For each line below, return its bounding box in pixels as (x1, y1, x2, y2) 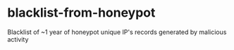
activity (7, 35, 29, 43)
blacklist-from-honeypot (7, 5, 156, 21)
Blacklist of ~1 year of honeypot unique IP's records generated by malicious (7, 28, 227, 36)
